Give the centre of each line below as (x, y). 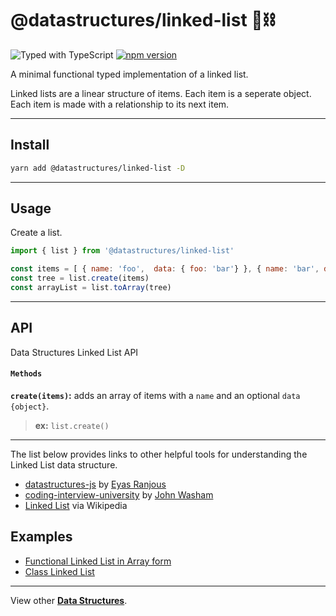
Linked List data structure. (64, 464)
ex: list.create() (72, 425)
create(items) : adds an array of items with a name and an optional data (155, 395)
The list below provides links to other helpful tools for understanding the (159, 454)
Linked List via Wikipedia (76, 505)
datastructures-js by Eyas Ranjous (95, 484)
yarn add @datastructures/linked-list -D (98, 168)
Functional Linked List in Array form (98, 561)
